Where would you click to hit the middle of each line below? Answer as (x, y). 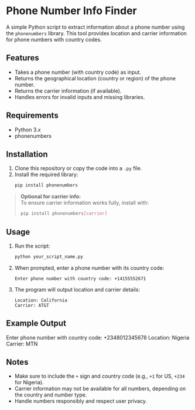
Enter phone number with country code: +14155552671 (80, 279)
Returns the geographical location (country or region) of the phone (95, 78)
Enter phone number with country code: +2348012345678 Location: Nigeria (98, 337)
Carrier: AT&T (32, 305)
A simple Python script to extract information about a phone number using (95, 27)
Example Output (36, 323)
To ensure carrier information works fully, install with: (85, 203)
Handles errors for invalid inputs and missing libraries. (80, 97)
